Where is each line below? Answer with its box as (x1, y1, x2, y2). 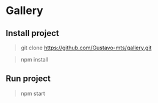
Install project (5, 28, 59, 38)
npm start (20, 90, 45, 97)
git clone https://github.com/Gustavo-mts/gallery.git (20, 44, 152, 51)
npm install (20, 56, 49, 63)
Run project (5, 74, 51, 84)
